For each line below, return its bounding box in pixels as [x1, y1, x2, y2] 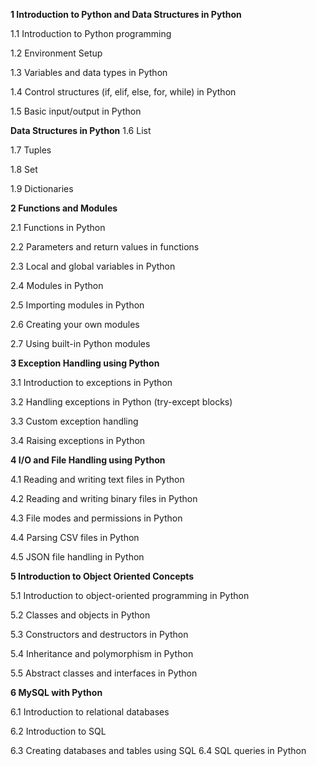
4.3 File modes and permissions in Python [10, 512, 183, 524]
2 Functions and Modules [10, 202, 118, 214]
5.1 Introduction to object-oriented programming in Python [10, 590, 250, 601]
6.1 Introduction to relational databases [10, 706, 170, 718]
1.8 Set [10, 164, 38, 175]
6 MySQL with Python [10, 687, 103, 698]
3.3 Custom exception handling [10, 415, 139, 427]
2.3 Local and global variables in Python [10, 260, 176, 272]
